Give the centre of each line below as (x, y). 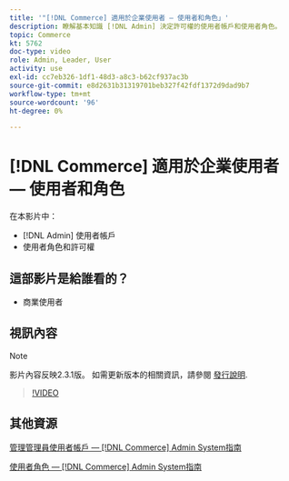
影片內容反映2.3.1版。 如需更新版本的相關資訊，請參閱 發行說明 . (129, 375)
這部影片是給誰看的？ (69, 278)
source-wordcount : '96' (55, 102)
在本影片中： (33, 216)
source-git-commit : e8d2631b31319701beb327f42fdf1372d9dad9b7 (130, 85)
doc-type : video (40, 52)
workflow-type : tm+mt (50, 94)
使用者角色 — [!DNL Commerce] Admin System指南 (106, 466)
